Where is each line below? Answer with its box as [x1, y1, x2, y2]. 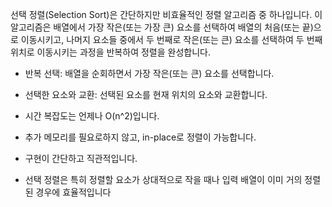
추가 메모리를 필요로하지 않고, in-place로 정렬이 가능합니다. [24, 131, 257, 143]
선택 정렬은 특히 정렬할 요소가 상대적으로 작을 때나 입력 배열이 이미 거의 [24, 174, 303, 185]
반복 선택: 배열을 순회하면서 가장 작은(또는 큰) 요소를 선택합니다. [24, 68, 275, 79]
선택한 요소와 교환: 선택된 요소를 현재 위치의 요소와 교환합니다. [24, 89, 268, 100]
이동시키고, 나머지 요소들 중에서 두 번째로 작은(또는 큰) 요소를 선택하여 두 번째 [20, 34, 323, 45]
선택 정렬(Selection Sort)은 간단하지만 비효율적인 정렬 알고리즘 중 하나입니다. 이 [10, 9, 323, 20]
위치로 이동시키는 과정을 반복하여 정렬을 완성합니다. [10, 46, 211, 58]
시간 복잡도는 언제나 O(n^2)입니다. [24, 110, 160, 122]
